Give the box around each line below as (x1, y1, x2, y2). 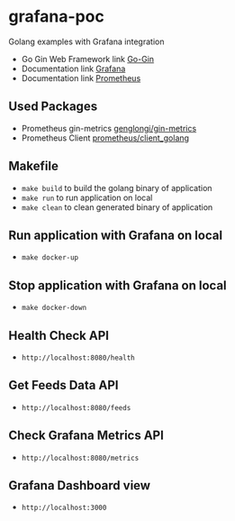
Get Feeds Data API (8, 378, 119, 393)
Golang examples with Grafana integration (8, 36, 165, 47)
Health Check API (8, 327, 110, 343)
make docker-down (21, 304, 87, 313)
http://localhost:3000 (21, 503, 107, 513)
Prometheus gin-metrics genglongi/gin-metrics (21, 123, 197, 133)
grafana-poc (8, 6, 104, 27)
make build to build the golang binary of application (21, 182, 212, 193)
